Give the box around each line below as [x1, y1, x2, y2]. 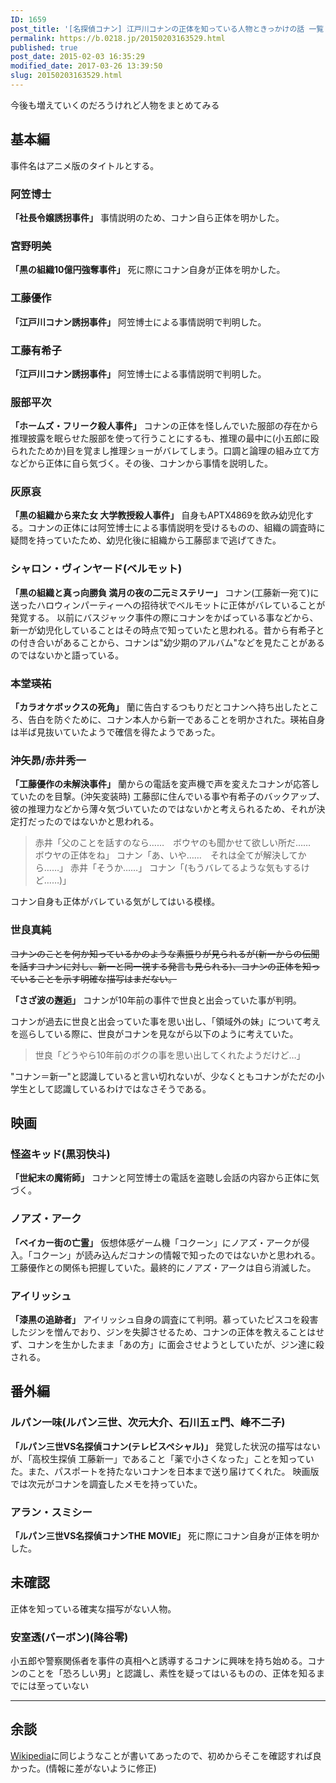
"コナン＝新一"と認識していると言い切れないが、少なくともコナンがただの [10, 1070, 317, 1082]
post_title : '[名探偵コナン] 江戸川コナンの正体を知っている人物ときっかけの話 [10, 24, 305, 34]
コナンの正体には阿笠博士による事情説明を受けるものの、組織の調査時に [27, 522, 326, 534]
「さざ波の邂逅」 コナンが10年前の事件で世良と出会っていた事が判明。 [10, 994, 302, 1006]
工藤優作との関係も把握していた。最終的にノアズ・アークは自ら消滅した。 [10, 1261, 317, 1273]
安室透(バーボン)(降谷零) [10, 1630, 129, 1644]
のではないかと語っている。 [10, 649, 125, 661]
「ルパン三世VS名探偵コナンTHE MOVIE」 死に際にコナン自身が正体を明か [10, 1529, 320, 1541]
